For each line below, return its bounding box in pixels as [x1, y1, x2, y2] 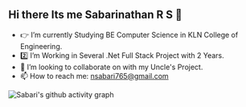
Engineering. [19, 41, 63, 51]
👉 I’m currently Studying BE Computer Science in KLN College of [19, 30, 239, 39]
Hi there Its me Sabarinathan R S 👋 [8, 8, 182, 22]
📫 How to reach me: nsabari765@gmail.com [19, 71, 169, 80]
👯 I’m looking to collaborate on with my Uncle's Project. [19, 62, 203, 72]
